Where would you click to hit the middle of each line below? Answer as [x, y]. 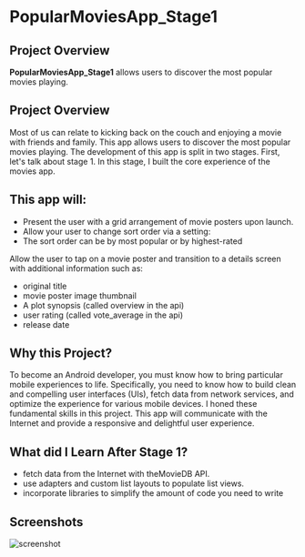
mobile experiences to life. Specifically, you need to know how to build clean [153, 385]
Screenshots [46, 522]
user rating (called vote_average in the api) [103, 315]
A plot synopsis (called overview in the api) [103, 305]
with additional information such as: [76, 268]
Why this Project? [61, 354]
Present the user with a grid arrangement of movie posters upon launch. [158, 221]
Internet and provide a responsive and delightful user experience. [132, 423]
